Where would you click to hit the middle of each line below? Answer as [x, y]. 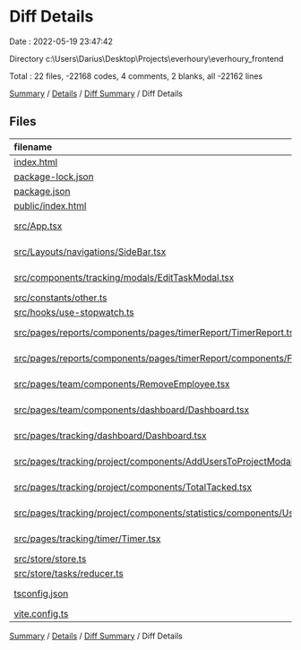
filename [33, 147]
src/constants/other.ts [60, 298]
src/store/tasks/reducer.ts [69, 573]
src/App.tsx [38, 226]
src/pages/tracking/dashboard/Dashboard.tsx [111, 435]
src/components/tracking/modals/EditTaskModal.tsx [124, 277]
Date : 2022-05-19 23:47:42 [61, 41]
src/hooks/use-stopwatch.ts [74, 312]
